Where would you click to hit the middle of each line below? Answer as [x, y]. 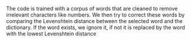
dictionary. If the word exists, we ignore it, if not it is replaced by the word [96, 27]
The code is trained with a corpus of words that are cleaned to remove [92, 9]
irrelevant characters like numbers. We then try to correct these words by [96, 15]
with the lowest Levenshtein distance [51, 34]
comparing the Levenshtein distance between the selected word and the [94, 21]
